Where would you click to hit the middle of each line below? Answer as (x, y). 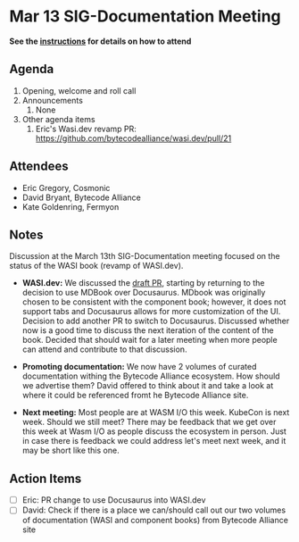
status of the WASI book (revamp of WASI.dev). (96, 266)
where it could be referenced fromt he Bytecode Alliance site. (135, 396)
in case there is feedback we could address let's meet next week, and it (154, 441)
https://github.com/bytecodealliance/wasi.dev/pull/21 (133, 138)
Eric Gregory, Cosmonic (66, 188)
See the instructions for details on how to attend (100, 41)
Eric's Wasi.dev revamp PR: (86, 129)
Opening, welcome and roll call (79, 90)
